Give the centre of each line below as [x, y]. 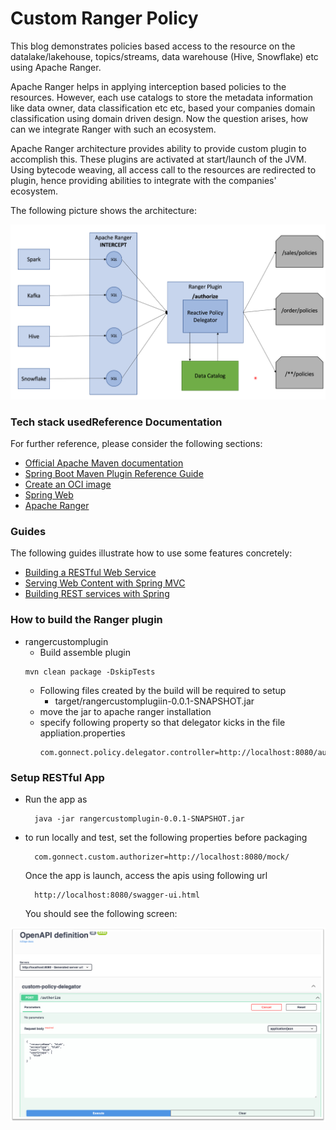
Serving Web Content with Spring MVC [105, 583]
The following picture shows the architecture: [103, 210]
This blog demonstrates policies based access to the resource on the [153, 46]
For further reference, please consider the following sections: [136, 444]
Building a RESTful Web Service [90, 573]
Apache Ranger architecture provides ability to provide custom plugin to [158, 148]
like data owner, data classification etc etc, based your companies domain [163, 108]
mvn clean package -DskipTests [90, 672]
